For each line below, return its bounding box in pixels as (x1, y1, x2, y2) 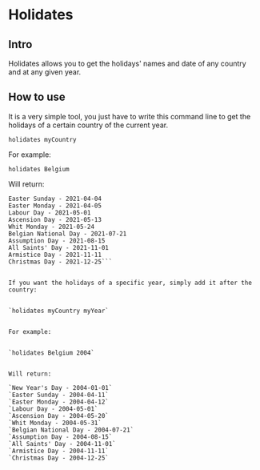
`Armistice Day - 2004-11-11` (8, 447, 110, 455)
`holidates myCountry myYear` (8, 307, 110, 315)
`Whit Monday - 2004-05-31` (8, 419, 102, 427)
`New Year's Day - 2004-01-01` (8, 384, 113, 392)
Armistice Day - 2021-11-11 (8, 251, 102, 259)
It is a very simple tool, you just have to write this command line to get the (8, 111, 251, 121)
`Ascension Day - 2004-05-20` (8, 412, 110, 420)
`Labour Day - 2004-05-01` (8, 404, 98, 413)
